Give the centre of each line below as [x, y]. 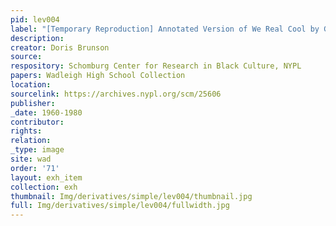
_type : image [37, 150]
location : [31, 85]
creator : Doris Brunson [60, 47]
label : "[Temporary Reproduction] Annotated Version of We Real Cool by [165, 29]
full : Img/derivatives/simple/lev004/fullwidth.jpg [120, 206]
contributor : [37, 122]
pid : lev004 [35, 19]
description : [37, 38]
